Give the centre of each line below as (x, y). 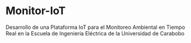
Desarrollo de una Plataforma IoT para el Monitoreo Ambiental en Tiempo (95, 27)
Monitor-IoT (36, 11)
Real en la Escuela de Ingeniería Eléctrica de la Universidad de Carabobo (95, 33)
